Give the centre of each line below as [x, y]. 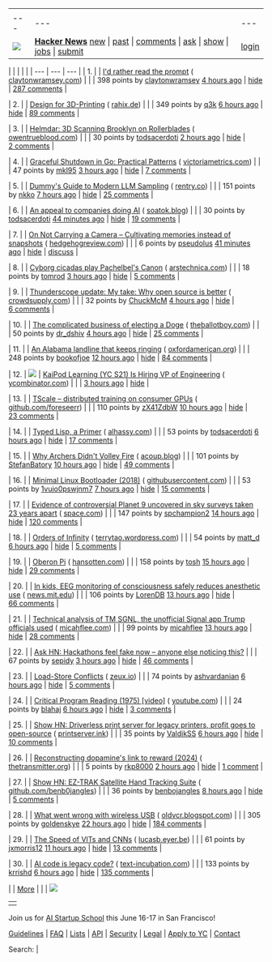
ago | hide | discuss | [43, 252]
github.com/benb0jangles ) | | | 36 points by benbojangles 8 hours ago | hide [136, 791]
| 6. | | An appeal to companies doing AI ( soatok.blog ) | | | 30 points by [127, 210]
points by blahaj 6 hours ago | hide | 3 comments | [92, 709]
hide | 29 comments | [44, 570]
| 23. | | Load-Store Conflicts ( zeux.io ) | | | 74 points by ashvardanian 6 [127, 676]
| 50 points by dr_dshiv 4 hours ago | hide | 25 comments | [106, 333]
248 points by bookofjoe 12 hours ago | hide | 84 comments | [110, 357]
